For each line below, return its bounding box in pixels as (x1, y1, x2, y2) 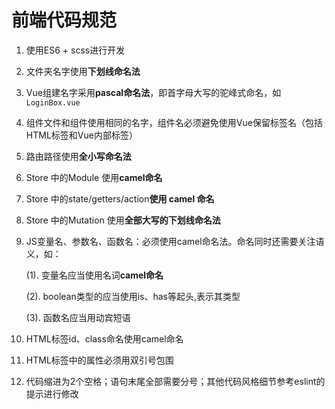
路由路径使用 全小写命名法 (25, 150, 132, 162)
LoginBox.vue (25, 97, 81, 108)
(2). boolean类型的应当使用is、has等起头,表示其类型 (25, 290, 241, 302)
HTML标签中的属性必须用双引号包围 (25, 354, 174, 366)
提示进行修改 (25, 387, 79, 400)
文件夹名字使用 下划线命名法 (25, 65, 141, 77)
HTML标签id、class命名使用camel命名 (25, 332, 184, 345)
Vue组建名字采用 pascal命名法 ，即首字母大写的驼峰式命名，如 (25, 86, 282, 98)
